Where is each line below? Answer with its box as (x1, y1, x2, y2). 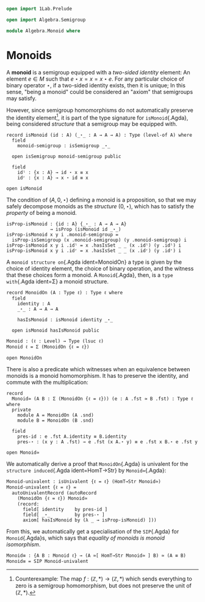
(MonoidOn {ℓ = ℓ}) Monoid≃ (17, 495, 87, 502)
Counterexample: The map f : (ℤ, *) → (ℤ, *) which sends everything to (15, 575, 192, 582)
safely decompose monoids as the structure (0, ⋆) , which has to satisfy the (6, 203, 194, 210)
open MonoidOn (6, 355, 43, 361)
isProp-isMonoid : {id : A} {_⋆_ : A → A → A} (6, 221, 127, 227)
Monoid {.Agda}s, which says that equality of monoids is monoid (6, 534, 165, 542)
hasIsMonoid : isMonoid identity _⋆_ (17, 317, 113, 323)
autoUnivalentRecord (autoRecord (12, 490, 97, 496)
